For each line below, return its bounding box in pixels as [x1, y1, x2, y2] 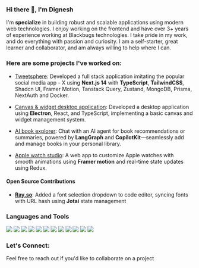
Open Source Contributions [6, 178, 75, 185]
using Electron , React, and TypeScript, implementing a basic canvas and [14, 110, 193, 117]
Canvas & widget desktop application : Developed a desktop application [14, 103, 189, 110]
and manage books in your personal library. [14, 140, 122, 147]
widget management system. [14, 116, 86, 123]
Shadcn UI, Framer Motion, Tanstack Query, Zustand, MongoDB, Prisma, [14, 85, 192, 92]
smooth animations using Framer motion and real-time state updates [14, 158, 184, 165]
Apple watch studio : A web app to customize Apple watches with [14, 151, 174, 158]
